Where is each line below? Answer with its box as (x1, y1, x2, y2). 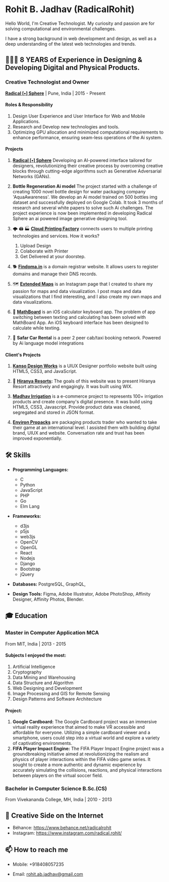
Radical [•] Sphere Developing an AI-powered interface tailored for (12, 157, 152, 163)
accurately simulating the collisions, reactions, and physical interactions (12, 767, 162, 773)
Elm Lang (20, 503, 40, 510)
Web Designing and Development (12, 685, 82, 691)
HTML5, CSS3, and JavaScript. (12, 368, 77, 374)
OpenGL (20, 544, 38, 551)
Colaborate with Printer (20, 248, 69, 254)
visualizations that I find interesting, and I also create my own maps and (12, 293, 161, 300)
